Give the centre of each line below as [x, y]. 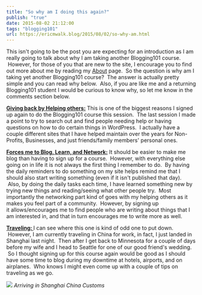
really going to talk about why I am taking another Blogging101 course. [94, 58]
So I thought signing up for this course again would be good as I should [96, 254]
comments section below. [38, 97]
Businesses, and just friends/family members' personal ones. [101, 140]
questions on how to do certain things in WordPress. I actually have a [93, 128]
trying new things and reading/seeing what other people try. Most [89, 190]
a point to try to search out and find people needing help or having [89, 121]
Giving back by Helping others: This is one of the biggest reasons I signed [100, 108]
